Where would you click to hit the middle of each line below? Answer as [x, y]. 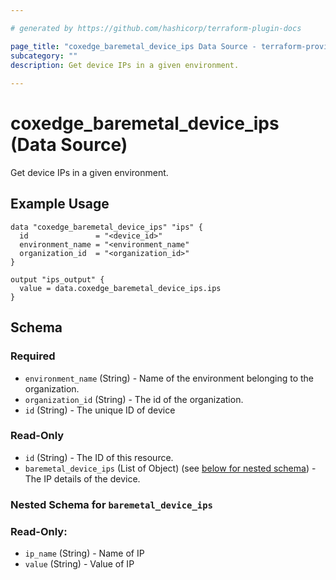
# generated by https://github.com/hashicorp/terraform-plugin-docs [156, 28]
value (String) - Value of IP [79, 564]
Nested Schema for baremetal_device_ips [111, 504]
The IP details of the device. [82, 478]
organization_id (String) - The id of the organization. [134, 399]
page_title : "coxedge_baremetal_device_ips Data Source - [133, 46]
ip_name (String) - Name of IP [84, 553]
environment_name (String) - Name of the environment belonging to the [169, 378]
